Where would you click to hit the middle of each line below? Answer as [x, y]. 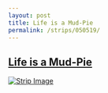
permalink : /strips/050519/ [54, 30]
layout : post [30, 15]
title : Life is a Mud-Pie [50, 23]
